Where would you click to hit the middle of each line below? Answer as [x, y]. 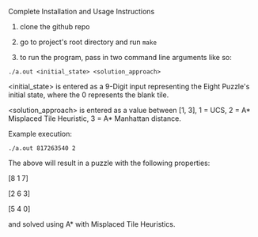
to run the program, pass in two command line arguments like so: [125, 57]
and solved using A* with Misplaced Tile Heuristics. [92, 224]
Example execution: [40, 134]
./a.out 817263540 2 [42, 149]
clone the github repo [55, 26]
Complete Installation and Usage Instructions [82, 11]
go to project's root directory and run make [88, 42]
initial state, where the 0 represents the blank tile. [89, 95]
